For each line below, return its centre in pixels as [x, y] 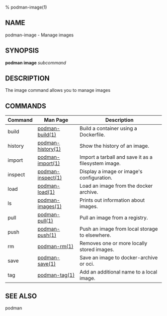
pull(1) [45, 221]
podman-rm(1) [55, 247]
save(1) [47, 264]
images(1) [50, 207]
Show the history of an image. [114, 146]
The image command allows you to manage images [58, 90]
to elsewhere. [95, 235]
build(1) [47, 135]
